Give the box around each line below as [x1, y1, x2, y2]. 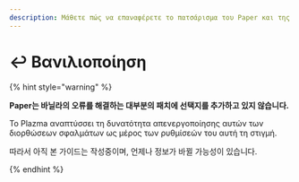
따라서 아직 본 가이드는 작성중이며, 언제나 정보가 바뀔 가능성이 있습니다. [9, 145, 258, 157]
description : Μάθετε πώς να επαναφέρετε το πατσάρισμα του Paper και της [9, 13, 291, 22]
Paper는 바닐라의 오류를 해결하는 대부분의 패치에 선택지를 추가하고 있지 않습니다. [9, 100, 289, 110]
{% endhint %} [9, 163, 64, 175]
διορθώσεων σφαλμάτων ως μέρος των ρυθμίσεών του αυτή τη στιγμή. [9, 127, 278, 138]
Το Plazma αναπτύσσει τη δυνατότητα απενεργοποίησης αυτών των [9, 117, 264, 128]
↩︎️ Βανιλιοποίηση [9, 51, 147, 72]
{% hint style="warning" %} [9, 82, 113, 92]
